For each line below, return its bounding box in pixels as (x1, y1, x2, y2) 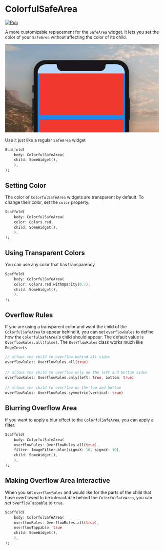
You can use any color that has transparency (5, 261, 95, 267)
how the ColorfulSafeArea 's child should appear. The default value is (5, 334, 144, 340)
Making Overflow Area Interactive (5, 476, 110, 485)
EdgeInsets (5, 345, 27, 351)
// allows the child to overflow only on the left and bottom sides (5, 370, 147, 375)
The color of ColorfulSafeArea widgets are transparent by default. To (5, 194, 144, 200)
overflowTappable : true (14, 525, 62, 530)
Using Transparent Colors (5, 249, 85, 257)
